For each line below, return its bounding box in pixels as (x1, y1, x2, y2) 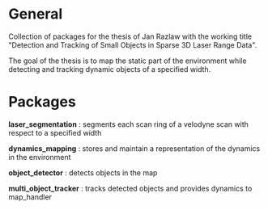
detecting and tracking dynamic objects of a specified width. (8, 64, 211, 73)
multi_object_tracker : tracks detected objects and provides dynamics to (8, 183, 253, 193)
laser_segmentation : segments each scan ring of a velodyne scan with (8, 119, 249, 129)
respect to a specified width (8, 128, 102, 137)
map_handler (8, 191, 53, 202)
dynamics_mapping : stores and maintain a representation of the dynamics (8, 143, 261, 153)
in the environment (8, 152, 71, 162)
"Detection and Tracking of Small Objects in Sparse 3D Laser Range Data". (8, 40, 257, 49)
